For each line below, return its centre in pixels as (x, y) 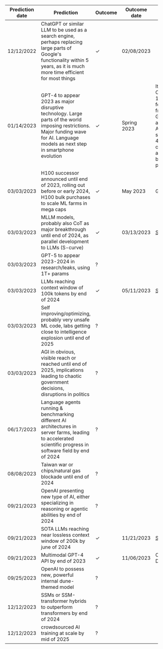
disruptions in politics (65, 394)
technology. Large (62, 114)
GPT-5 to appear (60, 255)
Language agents (61, 402)
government (55, 382)
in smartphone (57, 150)
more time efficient (62, 72)
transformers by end (64, 613)
